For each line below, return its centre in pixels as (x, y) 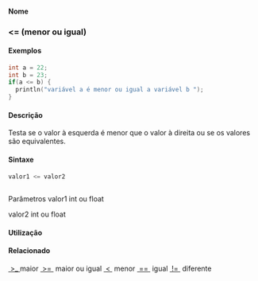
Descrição (26, 115)
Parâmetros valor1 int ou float (56, 199)
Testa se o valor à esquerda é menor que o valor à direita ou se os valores (129, 133)
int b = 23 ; (28, 75)
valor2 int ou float (37, 214)
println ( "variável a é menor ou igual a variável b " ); (110, 90)
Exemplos (25, 51)
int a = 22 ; (28, 68)
